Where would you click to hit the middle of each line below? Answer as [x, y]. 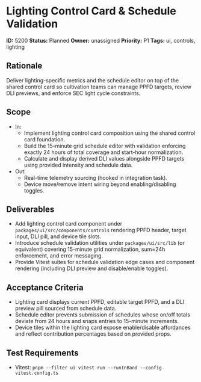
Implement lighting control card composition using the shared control [110, 133]
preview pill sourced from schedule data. [66, 309]
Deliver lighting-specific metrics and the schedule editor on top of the [93, 80]
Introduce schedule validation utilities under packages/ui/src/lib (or [100, 243]
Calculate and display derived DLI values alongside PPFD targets [104, 158]
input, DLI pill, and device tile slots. [58, 236]
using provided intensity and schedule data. [78, 165]
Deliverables [30, 209]
